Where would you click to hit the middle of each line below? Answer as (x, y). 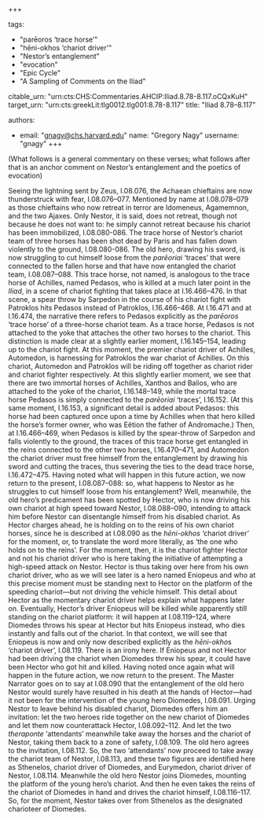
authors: (22, 120)
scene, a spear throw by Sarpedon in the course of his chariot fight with (125, 299)
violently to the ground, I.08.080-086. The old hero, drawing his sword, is (127, 249)
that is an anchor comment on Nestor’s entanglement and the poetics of (125, 167)
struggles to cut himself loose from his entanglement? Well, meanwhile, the (130, 491)
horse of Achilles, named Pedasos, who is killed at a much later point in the (130, 283)
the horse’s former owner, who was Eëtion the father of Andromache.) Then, (132, 425)
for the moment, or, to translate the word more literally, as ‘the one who (123, 542)
